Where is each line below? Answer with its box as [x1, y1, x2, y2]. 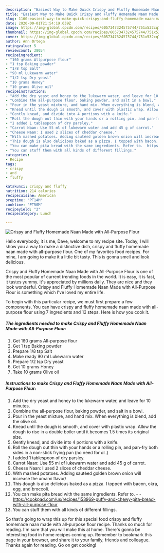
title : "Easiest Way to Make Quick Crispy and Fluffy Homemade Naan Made [5, 12, 159, 17]
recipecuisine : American [5, 193, 56, 198]
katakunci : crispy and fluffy [5, 184, 67, 189]
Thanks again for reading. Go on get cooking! [5, 542, 97, 548]
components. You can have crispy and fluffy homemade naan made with [5, 304, 151, 310]
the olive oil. [12, 419, 37, 425]
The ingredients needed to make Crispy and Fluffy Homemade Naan [5, 320, 147, 326]
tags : [5, 162, 17, 167]
